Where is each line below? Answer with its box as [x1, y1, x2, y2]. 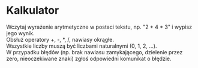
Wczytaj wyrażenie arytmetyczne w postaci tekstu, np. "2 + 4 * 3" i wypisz [6, 23, 193, 30]
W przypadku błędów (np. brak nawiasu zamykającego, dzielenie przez [6, 48, 183, 55]
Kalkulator [6, 4, 59, 17]
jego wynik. [6, 29, 35, 36]
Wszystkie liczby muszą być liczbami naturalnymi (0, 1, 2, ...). [6, 42, 157, 50]
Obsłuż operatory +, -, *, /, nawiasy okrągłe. [6, 36, 114, 43]
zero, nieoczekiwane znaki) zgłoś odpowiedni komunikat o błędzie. [6, 55, 172, 62]
